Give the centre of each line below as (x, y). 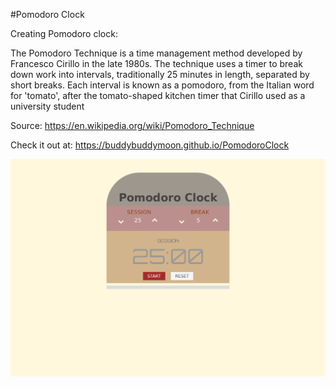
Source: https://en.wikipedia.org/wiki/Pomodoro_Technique (132, 125)
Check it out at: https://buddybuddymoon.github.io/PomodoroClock (150, 145)
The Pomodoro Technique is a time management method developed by (156, 53)
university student (47, 106)
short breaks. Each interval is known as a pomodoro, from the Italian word (162, 85)
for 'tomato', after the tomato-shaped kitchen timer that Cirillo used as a (158, 95)
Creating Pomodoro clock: (64, 33)
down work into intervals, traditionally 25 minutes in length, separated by (160, 74)
